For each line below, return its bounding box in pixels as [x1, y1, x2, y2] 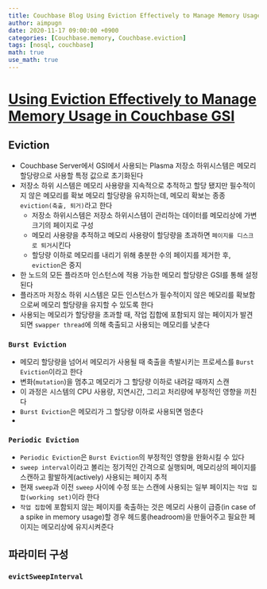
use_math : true [8, 56, 59, 64]
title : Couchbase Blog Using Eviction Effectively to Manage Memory [8, 11, 240, 20]
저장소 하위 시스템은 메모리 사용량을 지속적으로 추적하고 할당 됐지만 [19, 180, 228, 190]
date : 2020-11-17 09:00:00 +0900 [8, 26, 119, 34]
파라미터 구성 [8, 548, 69, 561]
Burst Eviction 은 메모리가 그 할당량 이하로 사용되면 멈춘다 [19, 407, 204, 417]
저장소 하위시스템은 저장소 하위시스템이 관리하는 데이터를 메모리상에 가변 [31, 210, 257, 219]
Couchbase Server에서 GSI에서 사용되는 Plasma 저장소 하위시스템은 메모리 [19, 161, 257, 170]
